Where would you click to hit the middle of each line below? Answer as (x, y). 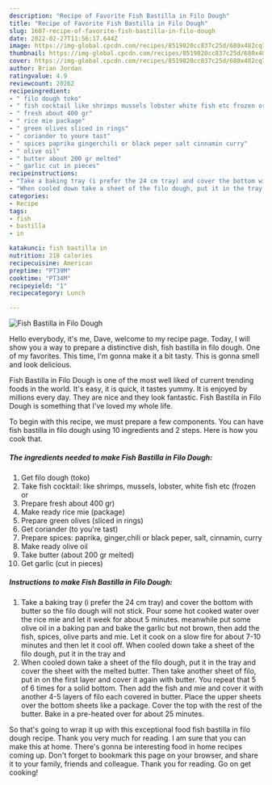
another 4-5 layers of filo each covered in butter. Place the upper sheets (141, 697)
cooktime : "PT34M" (40, 278)
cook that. (26, 439)
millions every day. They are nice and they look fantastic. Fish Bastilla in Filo (135, 397)
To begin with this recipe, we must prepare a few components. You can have (136, 422)
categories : (29, 196)
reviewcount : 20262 (42, 83)
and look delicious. (40, 365)
